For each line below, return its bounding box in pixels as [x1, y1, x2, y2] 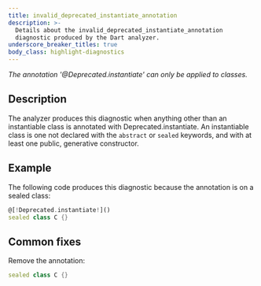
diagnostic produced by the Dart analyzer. [15, 33, 160, 42]
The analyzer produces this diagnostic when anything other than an [8, 113, 227, 123]
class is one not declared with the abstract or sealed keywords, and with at [8, 130, 252, 139]
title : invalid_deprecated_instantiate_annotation [8, 11, 178, 20]
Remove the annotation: [8, 256, 85, 266]
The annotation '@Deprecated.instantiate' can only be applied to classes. [8, 70, 248, 79]
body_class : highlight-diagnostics [8, 48, 125, 56]
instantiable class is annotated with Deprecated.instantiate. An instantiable [8, 121, 249, 131]
